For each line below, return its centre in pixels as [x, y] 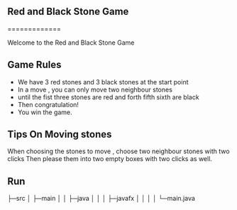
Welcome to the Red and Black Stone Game [71, 43]
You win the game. [45, 112]
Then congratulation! [48, 104]
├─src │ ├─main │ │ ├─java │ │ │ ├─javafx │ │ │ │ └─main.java [101, 199]
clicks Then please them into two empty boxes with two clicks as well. [110, 159]
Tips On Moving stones [60, 134]
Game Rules [34, 65]
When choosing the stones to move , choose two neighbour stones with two [118, 151]
